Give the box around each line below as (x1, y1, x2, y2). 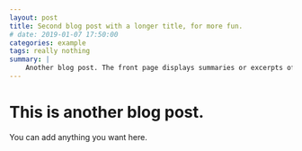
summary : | (9, 55, 50, 64)
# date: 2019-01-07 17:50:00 (9, 30, 119, 39)
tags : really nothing (9, 47, 91, 56)
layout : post (9, 13, 58, 22)
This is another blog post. (9, 102, 205, 122)
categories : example (9, 38, 87, 48)
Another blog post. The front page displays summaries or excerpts (25, 64, 283, 73)
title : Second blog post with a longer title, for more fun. (9, 22, 244, 31)
